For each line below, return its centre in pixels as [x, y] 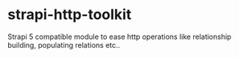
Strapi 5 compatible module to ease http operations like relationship [119, 37]
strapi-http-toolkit [70, 15]
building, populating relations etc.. [64, 44]
